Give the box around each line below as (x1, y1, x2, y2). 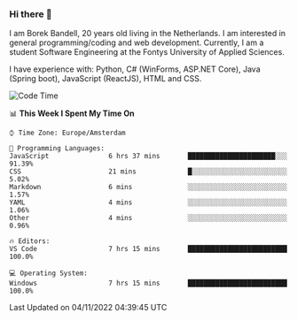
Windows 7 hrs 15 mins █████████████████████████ (9, 279, 288, 288)
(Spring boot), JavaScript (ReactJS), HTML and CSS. (9, 73, 202, 84)
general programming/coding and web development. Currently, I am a (9, 37, 264, 48)
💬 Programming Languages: (9, 144, 105, 153)
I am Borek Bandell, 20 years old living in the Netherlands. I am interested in (9, 28, 286, 39)
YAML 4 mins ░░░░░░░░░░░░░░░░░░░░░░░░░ (9, 198, 288, 207)
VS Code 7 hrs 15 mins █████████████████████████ (9, 245, 288, 254)
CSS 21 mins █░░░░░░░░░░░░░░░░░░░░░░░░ (9, 167, 288, 176)
